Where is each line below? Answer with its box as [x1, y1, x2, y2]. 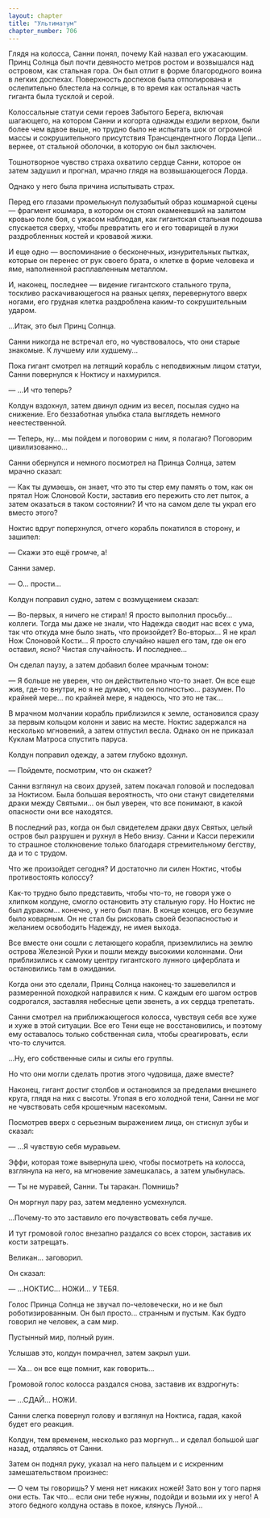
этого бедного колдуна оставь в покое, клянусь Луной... [8, 1500, 203, 1510]
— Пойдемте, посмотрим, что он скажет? [8, 766, 152, 776]
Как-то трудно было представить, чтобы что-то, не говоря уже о [8, 889, 231, 898]
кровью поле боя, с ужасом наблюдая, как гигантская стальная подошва [8, 215, 263, 224]
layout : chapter [8, 11, 63, 20]
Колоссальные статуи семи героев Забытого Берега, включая [8, 107, 224, 117]
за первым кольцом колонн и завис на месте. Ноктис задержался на [8, 717, 247, 727]
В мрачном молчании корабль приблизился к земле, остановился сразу [8, 709, 260, 718]
